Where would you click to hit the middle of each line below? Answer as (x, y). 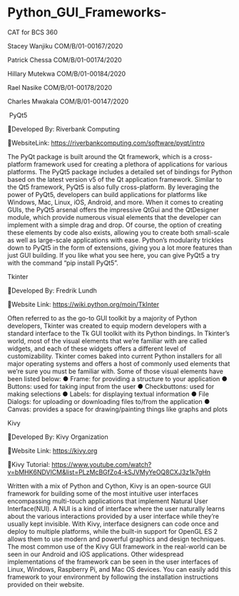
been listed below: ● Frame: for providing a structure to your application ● (118, 378)
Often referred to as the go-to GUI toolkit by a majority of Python (102, 318)
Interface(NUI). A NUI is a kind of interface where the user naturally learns (116, 508)
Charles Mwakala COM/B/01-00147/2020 (68, 101)
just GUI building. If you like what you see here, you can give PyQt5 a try (113, 255)
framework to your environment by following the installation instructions (113, 577)
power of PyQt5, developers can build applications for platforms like (107, 194)
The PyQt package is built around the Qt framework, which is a (100, 156)
